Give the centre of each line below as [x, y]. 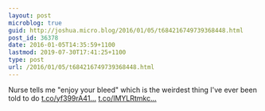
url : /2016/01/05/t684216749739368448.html [82, 67]
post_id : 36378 [33, 38]
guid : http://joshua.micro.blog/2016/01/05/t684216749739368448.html [126, 30]
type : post [26, 60]
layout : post [30, 15]
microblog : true [35, 23]
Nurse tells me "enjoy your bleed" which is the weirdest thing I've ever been [132, 90]
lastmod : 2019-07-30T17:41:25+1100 [67, 52]
